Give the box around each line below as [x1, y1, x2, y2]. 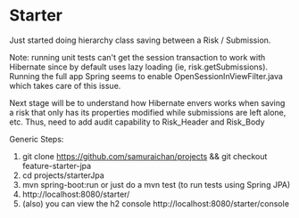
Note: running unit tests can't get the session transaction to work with [9, 52, 266, 62]
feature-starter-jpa [21, 160, 92, 171]
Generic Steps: [9, 133, 64, 144]
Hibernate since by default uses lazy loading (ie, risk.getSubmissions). [9, 61, 269, 72]
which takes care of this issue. [9, 80, 121, 91]
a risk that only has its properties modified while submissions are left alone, [9, 107, 287, 117]
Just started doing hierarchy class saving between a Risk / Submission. [9, 35, 271, 45]
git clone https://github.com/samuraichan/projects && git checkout [21, 150, 268, 161]
